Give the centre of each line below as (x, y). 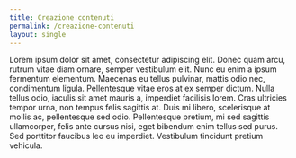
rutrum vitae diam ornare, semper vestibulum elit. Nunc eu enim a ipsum (143, 69)
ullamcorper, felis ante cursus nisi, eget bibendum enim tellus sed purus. (144, 127)
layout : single (38, 34)
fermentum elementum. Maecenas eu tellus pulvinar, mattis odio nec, (137, 79)
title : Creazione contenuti (62, 18)
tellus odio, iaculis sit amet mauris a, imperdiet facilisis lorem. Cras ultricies (148, 98)
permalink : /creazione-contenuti (72, 26)
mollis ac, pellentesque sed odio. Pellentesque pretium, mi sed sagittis (139, 117)
